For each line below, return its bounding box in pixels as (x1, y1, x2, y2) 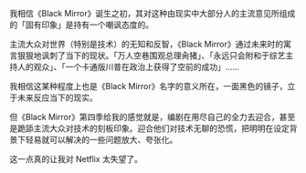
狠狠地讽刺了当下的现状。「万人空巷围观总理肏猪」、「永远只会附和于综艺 (16, 50, 286, 61)
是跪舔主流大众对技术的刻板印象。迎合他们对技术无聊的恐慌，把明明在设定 (9, 123, 290, 134)
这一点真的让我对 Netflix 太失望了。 (9, 154, 143, 164)
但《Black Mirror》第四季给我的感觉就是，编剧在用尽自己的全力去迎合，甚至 (9, 112, 296, 122)
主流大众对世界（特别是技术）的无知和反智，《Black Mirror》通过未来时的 (9, 39, 284, 49)
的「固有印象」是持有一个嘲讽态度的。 (9, 19, 153, 30)
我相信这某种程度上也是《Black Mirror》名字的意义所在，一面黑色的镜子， (9, 81, 288, 91)
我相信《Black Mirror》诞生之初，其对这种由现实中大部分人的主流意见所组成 (9, 8, 296, 18)
